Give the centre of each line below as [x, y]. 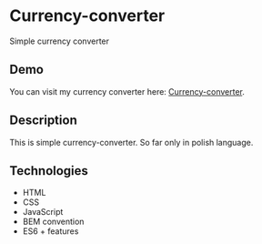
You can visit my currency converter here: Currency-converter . [127, 91]
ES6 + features [50, 231]
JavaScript [43, 212]
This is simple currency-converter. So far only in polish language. [131, 142]
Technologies [49, 171]
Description [43, 121]
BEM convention [53, 222]
